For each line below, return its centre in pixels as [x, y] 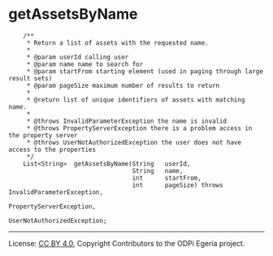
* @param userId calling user [78, 57]
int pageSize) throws [178, 185]
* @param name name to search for [85, 64]
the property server [43, 135]
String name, [158, 171]
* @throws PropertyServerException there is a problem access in [139, 128]
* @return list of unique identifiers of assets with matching [136, 100]
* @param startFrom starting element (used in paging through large [145, 71]
